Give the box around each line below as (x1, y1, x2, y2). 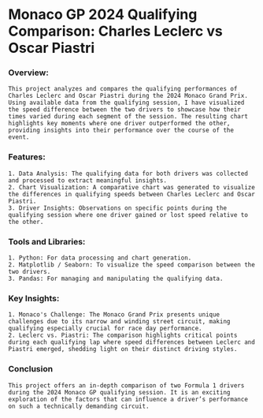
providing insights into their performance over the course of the (8, 126, 235, 135)
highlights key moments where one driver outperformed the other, (8, 120, 231, 128)
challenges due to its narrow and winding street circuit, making (8, 318, 231, 326)
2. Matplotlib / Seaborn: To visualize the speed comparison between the (8, 261, 256, 269)
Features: (8, 151, 46, 162)
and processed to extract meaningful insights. (8, 176, 168, 185)
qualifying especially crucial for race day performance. (8, 325, 202, 333)
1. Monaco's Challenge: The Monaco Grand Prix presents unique (8, 311, 220, 319)
